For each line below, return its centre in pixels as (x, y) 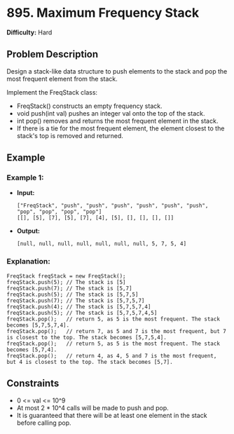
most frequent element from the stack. (62, 79)
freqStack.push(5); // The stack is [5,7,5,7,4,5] (82, 313)
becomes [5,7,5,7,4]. (38, 325)
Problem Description (53, 54)
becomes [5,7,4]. (32, 350)
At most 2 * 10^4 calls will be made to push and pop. (92, 407)
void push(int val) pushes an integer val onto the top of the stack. (111, 113)
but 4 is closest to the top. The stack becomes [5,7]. (90, 362)
